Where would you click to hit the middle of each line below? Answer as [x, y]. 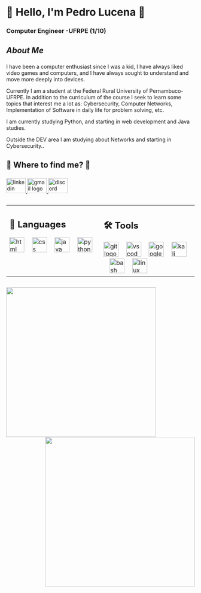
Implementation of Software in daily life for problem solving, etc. [85, 110]
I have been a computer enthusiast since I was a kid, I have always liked [95, 67]
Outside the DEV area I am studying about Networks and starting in [89, 139]
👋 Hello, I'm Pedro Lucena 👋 [76, 12]
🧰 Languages [38, 224]
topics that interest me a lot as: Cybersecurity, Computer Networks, [89, 104]
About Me [25, 50]
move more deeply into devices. [46, 80]
